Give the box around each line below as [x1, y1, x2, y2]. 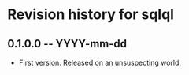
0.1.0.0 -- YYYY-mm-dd [7, 37, 128, 51]
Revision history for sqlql [7, 6, 175, 24]
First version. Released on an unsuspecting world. [18, 58, 182, 67]
